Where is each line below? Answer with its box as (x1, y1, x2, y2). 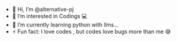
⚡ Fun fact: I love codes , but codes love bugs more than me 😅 (12, 28, 171, 35)
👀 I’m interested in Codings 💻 (12, 13, 88, 19)
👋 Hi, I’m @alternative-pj (12, 6, 74, 13)
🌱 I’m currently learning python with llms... (12, 21, 119, 28)
